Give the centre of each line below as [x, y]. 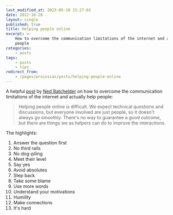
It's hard [22, 208]
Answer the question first [40, 143]
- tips [22, 67]
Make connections [33, 202]
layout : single [22, 19]
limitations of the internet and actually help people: [60, 96]
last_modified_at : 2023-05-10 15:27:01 [49, 10]
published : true [23, 24]
